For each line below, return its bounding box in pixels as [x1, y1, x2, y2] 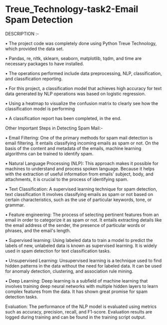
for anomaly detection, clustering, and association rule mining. [5, 268, 134, 274]
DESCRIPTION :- [5, 30, 39, 36]
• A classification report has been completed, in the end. [5, 115, 122, 121]
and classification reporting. [5, 75, 63, 81]
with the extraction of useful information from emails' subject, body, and [5, 171, 154, 177]
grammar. [5, 201, 25, 208]
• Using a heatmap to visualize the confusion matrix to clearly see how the [5, 100, 159, 106]
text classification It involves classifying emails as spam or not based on [5, 191, 154, 197]
